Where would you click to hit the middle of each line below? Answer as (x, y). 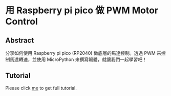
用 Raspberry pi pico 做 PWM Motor (82, 10)
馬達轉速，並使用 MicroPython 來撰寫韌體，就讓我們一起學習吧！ (78, 59)
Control (22, 22)
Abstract (20, 40)
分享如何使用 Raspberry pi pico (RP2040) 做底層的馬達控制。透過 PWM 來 (83, 53)
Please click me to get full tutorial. (41, 88)
